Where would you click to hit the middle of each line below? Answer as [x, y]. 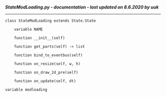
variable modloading [26, 90]
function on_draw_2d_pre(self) [46, 72]
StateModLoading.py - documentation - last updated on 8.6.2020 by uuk [82, 7]
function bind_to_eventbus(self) [48, 55]
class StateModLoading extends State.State [51, 21]
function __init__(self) [40, 38]
